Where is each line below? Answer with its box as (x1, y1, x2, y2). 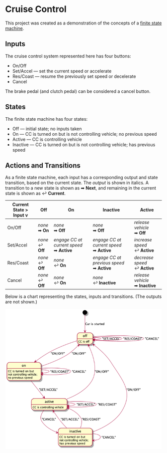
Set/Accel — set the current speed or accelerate (12, 68, 112, 74)
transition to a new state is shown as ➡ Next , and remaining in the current (5, 185, 157, 191)
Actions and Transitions (5, 161, 81, 170)
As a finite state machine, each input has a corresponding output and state (5, 175, 158, 181)
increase (134, 237, 153, 243)
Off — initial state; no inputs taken (12, 126, 82, 132)
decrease (134, 254, 154, 260)
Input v (13, 212, 28, 218)
